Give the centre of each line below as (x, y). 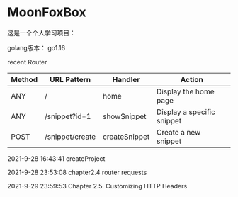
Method (24, 79)
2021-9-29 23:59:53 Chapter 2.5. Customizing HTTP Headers (97, 186)
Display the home (185, 91)
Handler (126, 79)
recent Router (27, 62)
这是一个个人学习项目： (41, 33)
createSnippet (126, 137)
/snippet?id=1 (68, 116)
